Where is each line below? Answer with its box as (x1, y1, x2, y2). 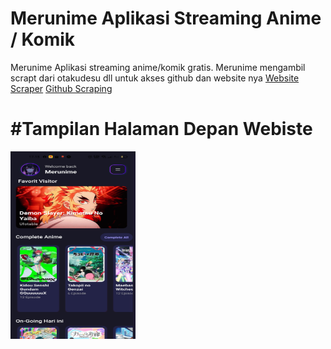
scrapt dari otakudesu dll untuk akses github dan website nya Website (10, 72, 300, 84)
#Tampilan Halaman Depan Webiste (10, 118, 313, 141)
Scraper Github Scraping (10, 82, 113, 94)
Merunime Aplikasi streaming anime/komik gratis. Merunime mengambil (10, 61, 306, 73)
